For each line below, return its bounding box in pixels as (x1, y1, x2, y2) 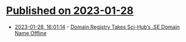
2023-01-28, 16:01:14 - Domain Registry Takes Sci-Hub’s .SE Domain (14, 23, 180, 30)
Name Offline (14, 29, 47, 36)
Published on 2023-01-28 (6, 4, 134, 17)
